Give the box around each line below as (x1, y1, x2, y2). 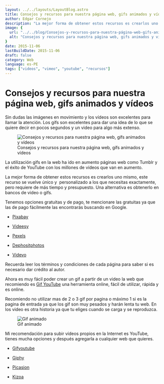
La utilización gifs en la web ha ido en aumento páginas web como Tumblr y (5, 159, 158, 165)
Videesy (12, 223, 29, 229)
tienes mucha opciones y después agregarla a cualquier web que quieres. (5, 335, 154, 341)
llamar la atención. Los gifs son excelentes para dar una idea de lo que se (5, 119, 153, 125)
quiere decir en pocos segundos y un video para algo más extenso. (5, 125, 141, 130)
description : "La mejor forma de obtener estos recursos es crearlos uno (5, 21, 159, 26)
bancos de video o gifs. (5, 189, 53, 195)
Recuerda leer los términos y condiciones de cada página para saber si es (5, 261, 154, 267)
